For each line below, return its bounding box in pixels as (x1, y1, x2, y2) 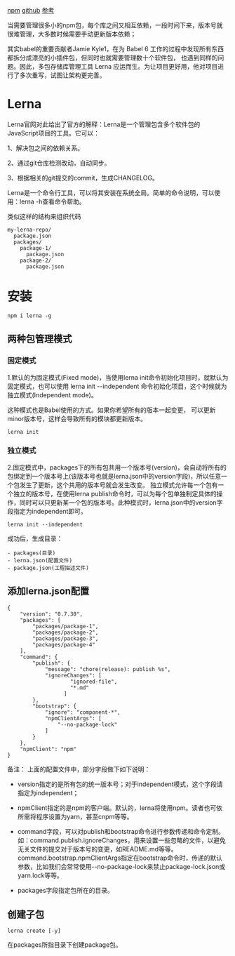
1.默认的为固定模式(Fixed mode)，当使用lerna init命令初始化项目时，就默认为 (7, 373, 229, 381)
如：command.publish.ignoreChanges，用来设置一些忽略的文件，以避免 (17, 836, 226, 844)
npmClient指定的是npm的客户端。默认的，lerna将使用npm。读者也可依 (17, 803, 223, 812)
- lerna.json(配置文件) (7, 557, 72, 564)
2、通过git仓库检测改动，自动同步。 (7, 159, 111, 167)
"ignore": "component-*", (44, 708, 121, 716)
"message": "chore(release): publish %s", (44, 665, 171, 672)
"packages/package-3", (32, 635, 99, 642)
